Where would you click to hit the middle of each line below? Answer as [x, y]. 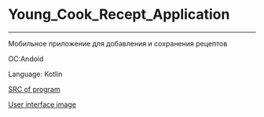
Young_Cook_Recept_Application [119, 15]
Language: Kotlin [35, 74]
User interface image [42, 104]
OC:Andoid [26, 58]
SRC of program [34, 89]
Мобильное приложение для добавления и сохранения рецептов [118, 43]
